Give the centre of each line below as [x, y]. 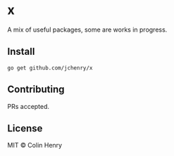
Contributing [36, 90]
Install [21, 52]
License [25, 128]
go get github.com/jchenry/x [50, 68]
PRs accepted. [29, 106]
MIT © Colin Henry [35, 145]
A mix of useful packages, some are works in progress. [87, 30]
